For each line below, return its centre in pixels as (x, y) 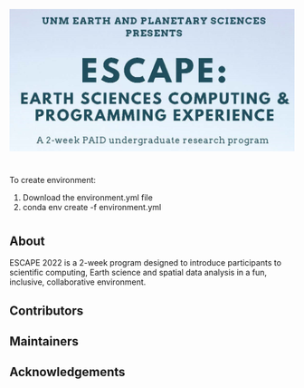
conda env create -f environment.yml (92, 207)
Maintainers (44, 341)
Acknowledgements (67, 372)
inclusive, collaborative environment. (78, 282)
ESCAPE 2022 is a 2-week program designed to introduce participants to (146, 263)
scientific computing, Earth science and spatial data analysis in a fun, (138, 273)
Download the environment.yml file (88, 197)
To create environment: (53, 179)
